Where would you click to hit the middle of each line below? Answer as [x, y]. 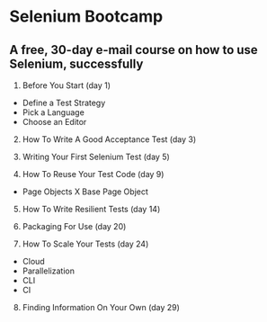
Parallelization [48, 271]
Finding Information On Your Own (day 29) [101, 307]
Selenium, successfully [76, 63]
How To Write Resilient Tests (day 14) [91, 209]
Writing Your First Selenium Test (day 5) [96, 157]
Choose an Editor [54, 122]
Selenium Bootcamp [86, 17]
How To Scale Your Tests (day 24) [85, 244]
